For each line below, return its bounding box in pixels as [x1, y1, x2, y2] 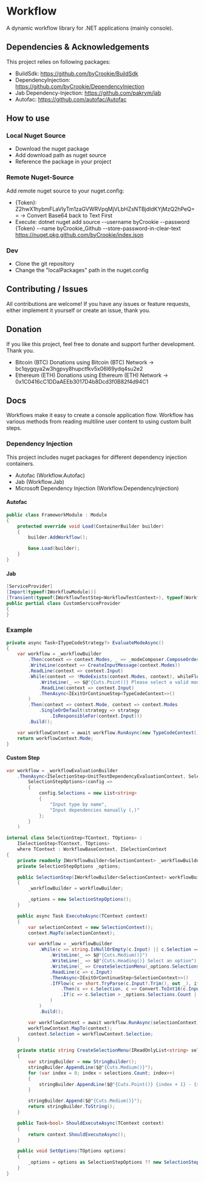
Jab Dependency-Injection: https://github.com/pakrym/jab [15, 89, 161, 97]
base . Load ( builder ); [28, 545, 80, 552]
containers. [6, 460, 35, 467]
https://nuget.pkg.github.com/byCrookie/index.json [15, 231, 144, 238]
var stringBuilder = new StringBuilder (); [28, 1059, 137, 1065]
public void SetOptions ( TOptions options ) [17, 1148, 126, 1154]
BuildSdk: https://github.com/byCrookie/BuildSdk [15, 70, 138, 77]
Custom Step [6, 754, 40, 761]
